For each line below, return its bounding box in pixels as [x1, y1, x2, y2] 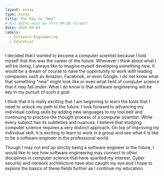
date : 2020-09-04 [5, 25, 41, 30]
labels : [5, 30, 21, 35]
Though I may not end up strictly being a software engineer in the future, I [5, 144, 154, 150]
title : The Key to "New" [5, 16, 56, 21]
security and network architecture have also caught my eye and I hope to [5, 160, 153, 166]
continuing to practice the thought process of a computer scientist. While [5, 114, 153, 120]
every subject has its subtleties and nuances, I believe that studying [5, 119, 142, 125]
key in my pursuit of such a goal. [5, 89, 71, 95]
